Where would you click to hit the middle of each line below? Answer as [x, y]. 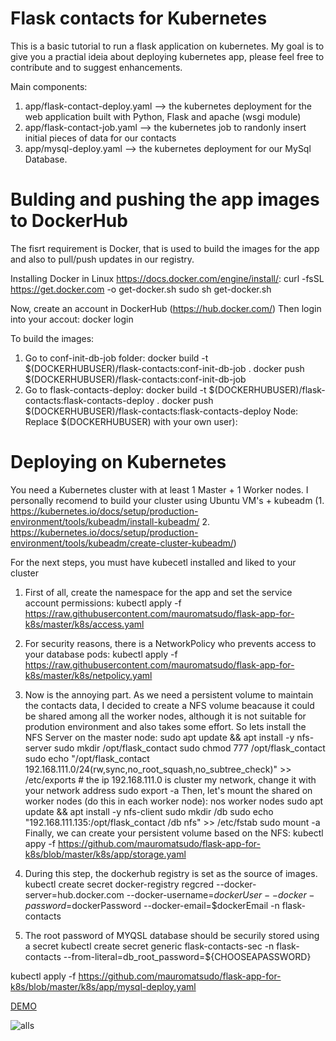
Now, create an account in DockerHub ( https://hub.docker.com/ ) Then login [166, 308]
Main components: [49, 86]
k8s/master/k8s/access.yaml [84, 624]
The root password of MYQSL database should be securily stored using [172, 935]
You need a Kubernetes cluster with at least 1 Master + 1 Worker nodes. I [159, 489]
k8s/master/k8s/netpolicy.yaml [88, 675]
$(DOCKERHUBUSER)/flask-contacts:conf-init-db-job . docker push [164, 368]
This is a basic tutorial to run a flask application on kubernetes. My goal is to [167, 46]
